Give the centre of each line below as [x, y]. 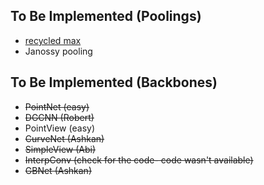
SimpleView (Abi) [60, 149]
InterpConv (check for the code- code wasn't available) [139, 160]
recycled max [53, 40]
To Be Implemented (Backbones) [114, 82]
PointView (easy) [59, 128]
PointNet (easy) [57, 106]
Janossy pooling [58, 51]
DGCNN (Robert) [59, 117]
